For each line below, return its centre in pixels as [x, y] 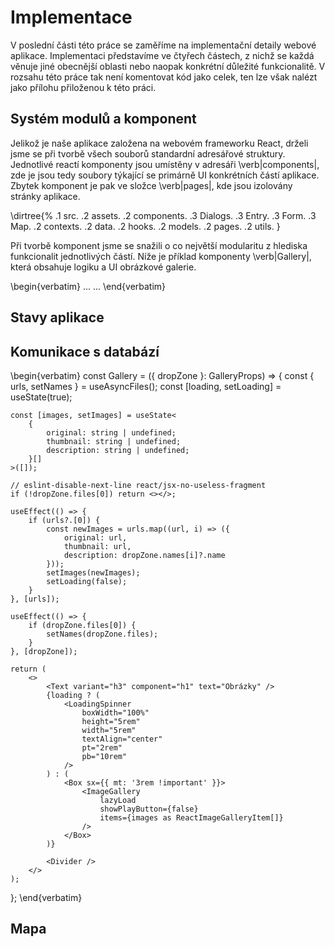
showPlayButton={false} [149, 809]
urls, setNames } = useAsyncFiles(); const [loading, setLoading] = [146, 386]
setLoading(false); [87, 581]
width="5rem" [109, 730]
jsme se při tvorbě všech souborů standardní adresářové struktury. [148, 153]
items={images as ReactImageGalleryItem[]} [191, 817]
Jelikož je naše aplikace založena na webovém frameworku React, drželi [159, 143]
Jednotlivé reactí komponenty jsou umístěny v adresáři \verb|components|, [165, 164]
